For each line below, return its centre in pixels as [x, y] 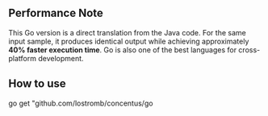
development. [61, 58]
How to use [37, 84]
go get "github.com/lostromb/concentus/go [81, 103]
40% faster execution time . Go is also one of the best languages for [122, 50]
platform [22, 58]
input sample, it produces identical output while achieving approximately [129, 41]
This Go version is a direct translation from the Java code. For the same [127, 32]
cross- [249, 50]
